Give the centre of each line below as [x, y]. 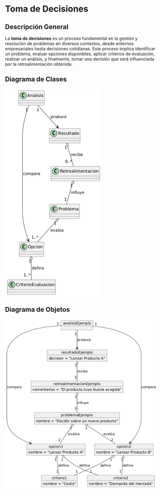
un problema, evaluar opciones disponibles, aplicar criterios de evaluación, [80, 54]
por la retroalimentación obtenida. [39, 64]
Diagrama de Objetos [38, 310]
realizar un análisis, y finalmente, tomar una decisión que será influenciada [80, 59]
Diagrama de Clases [36, 79]
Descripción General [37, 27]
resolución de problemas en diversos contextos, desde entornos [70, 44]
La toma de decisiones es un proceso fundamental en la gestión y [71, 38]
